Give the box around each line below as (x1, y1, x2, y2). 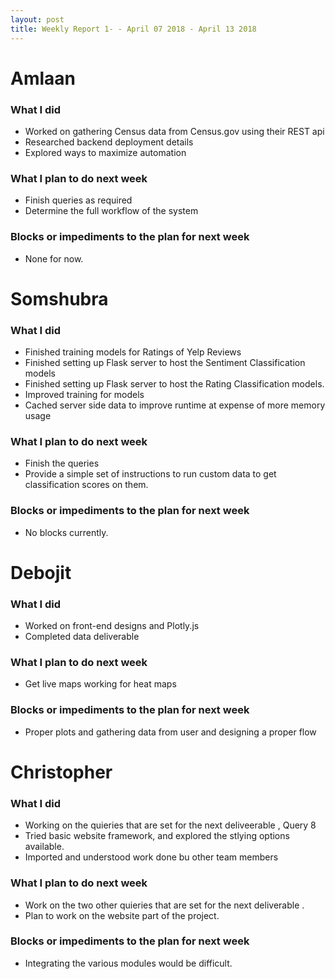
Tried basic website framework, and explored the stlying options (24, 830, 290, 842)
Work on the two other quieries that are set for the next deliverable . (24, 899, 305, 911)
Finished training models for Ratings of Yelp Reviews (24, 346, 242, 358)
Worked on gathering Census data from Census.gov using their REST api (24, 125, 325, 137)
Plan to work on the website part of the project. (24, 909, 220, 921)
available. (24, 841, 65, 853)
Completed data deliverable (24, 631, 140, 643)
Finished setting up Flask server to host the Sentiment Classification (24, 357, 306, 369)
